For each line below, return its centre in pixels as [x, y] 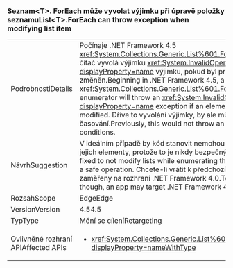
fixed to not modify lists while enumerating [149, 161]
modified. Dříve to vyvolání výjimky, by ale [148, 115]
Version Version [35, 210]
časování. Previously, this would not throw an [152, 124]
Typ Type [25, 221]
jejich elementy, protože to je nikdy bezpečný [153, 152]
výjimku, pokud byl [186, 72]
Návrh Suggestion [39, 165]
